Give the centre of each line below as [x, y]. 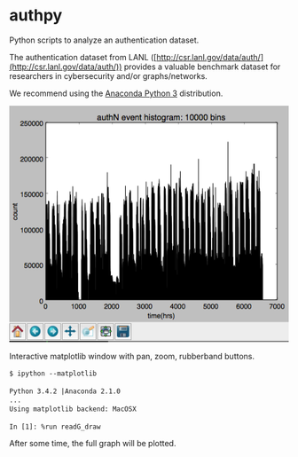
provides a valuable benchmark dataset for [202, 67]
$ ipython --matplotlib [53, 374]
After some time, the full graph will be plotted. [93, 443]
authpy [36, 16]
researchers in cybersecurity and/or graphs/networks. [109, 75]
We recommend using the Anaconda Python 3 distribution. [116, 93]
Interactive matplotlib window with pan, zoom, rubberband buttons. [132, 356]
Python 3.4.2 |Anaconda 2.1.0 [65, 391]
